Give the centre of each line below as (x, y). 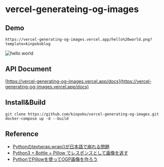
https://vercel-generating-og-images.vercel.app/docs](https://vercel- (79, 81)
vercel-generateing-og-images (72, 9)
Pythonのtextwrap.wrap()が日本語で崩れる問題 (61, 147)
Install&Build (25, 103)
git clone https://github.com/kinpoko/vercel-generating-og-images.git (82, 114)
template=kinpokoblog (28, 44)
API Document (29, 69)
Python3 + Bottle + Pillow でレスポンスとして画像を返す (70, 153)
